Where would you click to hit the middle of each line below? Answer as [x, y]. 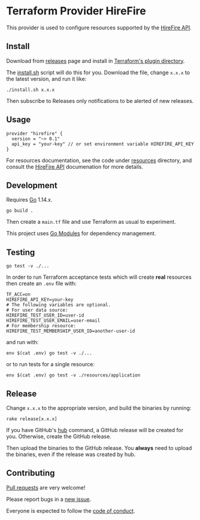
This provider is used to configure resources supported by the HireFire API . [99, 28]
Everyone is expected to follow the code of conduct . [71, 510]
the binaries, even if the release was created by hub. [71, 454]
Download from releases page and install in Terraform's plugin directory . [96, 60]
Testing [21, 252]
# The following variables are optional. [59, 305]
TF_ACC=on [19, 294]
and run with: [22, 342]
